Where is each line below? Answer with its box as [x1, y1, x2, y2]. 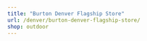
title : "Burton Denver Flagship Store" [7, 10, 125, 17]
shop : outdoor [7, 23, 49, 30]
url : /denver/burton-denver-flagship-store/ [7, 17, 141, 24]
